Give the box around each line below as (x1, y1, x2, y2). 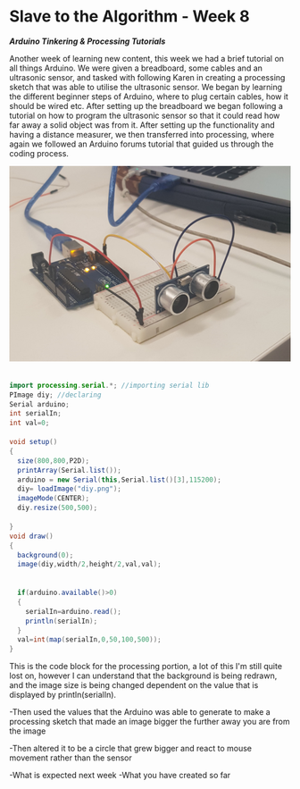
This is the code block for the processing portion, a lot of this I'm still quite (9, 661, 283, 672)
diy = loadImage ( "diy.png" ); (17, 484, 122, 493)
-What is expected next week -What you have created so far (9, 770, 231, 781)
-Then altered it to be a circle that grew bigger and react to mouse (9, 743, 253, 754)
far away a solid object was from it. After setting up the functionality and (9, 119, 275, 130)
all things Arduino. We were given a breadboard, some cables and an (9, 63, 263, 73)
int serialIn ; (9, 409, 62, 418)
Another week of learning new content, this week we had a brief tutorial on (9, 53, 284, 63)
